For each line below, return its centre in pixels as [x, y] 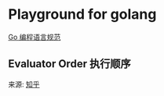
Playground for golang [82, 14]
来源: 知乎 [24, 84]
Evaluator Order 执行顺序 [69, 64]
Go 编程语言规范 [35, 37]
